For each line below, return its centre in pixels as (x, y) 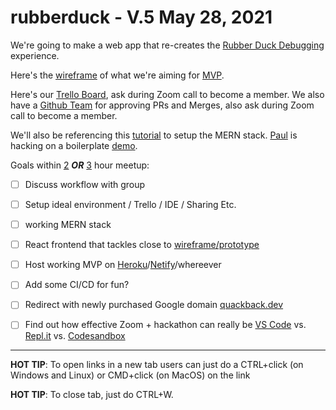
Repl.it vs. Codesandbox (75, 336)
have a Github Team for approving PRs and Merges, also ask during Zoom (162, 105)
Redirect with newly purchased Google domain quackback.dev (154, 305)
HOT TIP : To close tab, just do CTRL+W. (92, 395)
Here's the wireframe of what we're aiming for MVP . (117, 75)
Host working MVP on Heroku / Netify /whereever (123, 265)
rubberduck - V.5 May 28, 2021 (141, 17)
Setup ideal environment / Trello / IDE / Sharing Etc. (130, 204)
